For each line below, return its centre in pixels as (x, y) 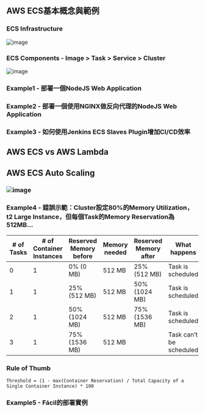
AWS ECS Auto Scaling (51, 173)
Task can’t (183, 334)
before (83, 256)
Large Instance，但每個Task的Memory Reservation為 (95, 217)
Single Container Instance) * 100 (50, 386)
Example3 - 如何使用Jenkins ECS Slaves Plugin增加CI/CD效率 (99, 132)
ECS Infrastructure (34, 29)
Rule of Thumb (28, 368)
